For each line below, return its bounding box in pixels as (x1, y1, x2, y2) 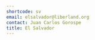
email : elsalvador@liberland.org (6, 14, 90, 20)
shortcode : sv (6, 8, 42, 15)
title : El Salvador (6, 25, 55, 31)
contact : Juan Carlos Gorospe (6, 19, 82, 25)
